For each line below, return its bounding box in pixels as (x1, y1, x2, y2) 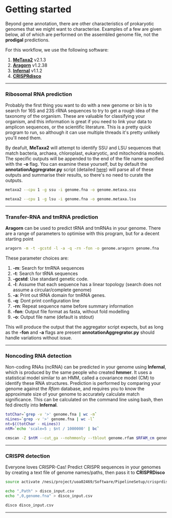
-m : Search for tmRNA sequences (12, 265, 84, 271)
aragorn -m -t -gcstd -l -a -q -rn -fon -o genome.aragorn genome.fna (5, 246, 159, 251)
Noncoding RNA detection (5, 352, 72, 359)
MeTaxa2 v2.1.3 (12, 56, 46, 62)
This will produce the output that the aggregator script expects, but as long (5, 324, 164, 330)
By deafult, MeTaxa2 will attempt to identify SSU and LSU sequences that (5, 145, 161, 151)
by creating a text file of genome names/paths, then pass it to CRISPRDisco (5, 469, 165, 476)
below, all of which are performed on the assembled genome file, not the (5, 31, 159, 37)
